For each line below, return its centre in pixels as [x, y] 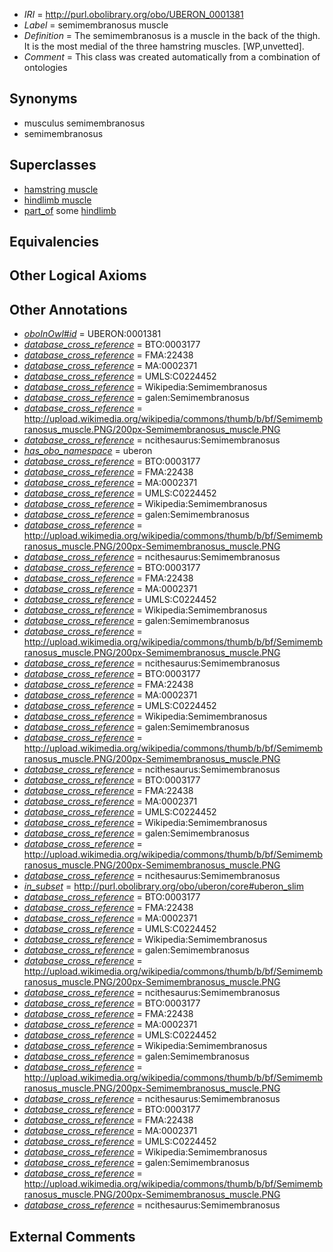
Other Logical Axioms [78, 275]
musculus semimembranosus [84, 123]
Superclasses [53, 165]
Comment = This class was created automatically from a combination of [172, 57]
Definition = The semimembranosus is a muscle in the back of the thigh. [172, 35]
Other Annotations [68, 309]
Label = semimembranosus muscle [96, 25]
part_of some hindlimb [70, 210]
